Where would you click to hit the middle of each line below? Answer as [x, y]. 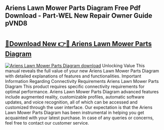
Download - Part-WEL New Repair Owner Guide [79, 16]
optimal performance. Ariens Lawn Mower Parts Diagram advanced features [82, 92]
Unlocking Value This [124, 65]
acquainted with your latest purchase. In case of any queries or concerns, [80, 118]
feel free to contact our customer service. [47, 123]
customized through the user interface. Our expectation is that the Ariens [79, 107]
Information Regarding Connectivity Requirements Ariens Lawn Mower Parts [82, 81]
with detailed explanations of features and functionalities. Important [73, 76]
